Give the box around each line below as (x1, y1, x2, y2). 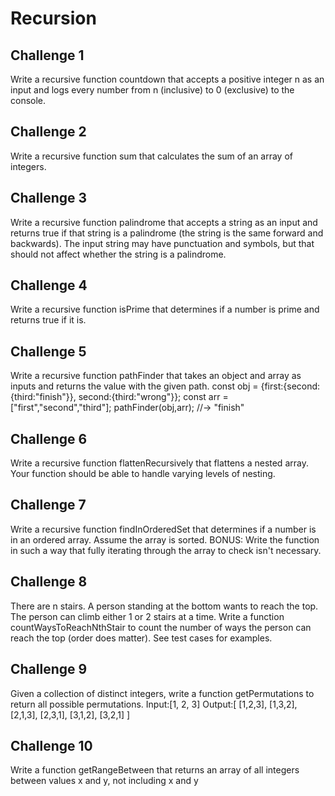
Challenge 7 (10, 497, 87, 514)
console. (10, 95, 47, 106)
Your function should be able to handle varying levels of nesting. (10, 468, 276, 480)
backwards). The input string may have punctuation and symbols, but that (10, 237, 315, 249)
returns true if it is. (10, 314, 87, 326)
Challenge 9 (10, 661, 88, 678)
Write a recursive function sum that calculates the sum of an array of (10, 150, 294, 162)
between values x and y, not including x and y (10, 775, 199, 787)
